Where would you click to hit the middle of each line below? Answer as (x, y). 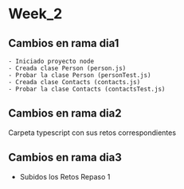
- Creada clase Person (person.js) (67, 68)
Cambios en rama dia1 (64, 43)
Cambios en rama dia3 (65, 158)
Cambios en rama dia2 (65, 113)
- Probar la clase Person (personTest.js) (80, 75)
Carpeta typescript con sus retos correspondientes (92, 133)
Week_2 (35, 14)
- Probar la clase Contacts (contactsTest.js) (87, 89)
